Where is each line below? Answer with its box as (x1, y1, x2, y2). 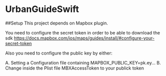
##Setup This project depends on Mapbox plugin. (5, 20, 108, 26)
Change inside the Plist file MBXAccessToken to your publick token (5, 65, 144, 71)
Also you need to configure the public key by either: (5, 50, 113, 56)
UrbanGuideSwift (5, 3, 79, 15)
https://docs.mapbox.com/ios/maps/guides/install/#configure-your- (14, 35, 155, 41)
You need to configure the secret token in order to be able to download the (5, 29, 160, 35)
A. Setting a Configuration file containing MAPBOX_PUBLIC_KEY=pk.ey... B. (5, 59, 161, 65)
